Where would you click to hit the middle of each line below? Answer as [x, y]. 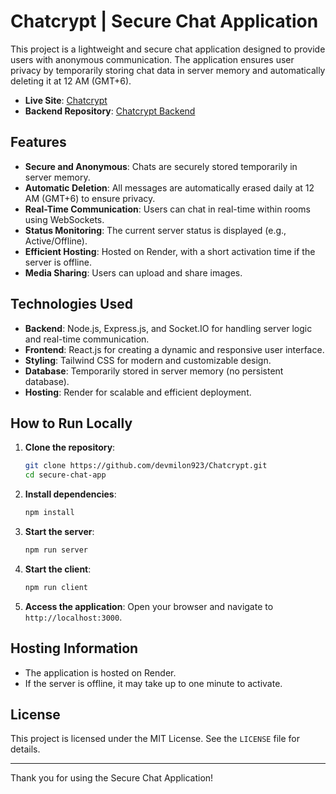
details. [25, 749]
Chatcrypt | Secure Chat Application [164, 21]
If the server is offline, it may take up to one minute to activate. [153, 683]
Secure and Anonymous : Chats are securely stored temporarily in [161, 166]
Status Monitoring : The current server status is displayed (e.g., [155, 230]
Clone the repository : [70, 447]
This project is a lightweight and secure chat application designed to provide [168, 49]
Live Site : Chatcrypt [66, 100]
